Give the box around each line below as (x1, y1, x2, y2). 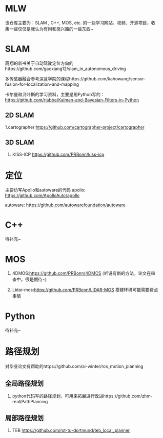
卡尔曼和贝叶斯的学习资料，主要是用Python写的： (5, 91, 105, 97)
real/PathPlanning (12, 399, 48, 404)
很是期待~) (25, 276, 47, 282)
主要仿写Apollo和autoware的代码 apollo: (5, 187, 86, 193)
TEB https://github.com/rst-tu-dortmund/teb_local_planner (12, 427, 130, 433)
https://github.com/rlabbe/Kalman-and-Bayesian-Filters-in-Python (5, 97, 139, 103)
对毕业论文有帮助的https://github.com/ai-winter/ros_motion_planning (5, 364, 143, 369)
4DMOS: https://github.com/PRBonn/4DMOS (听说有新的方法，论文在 (12, 270, 151, 276)
